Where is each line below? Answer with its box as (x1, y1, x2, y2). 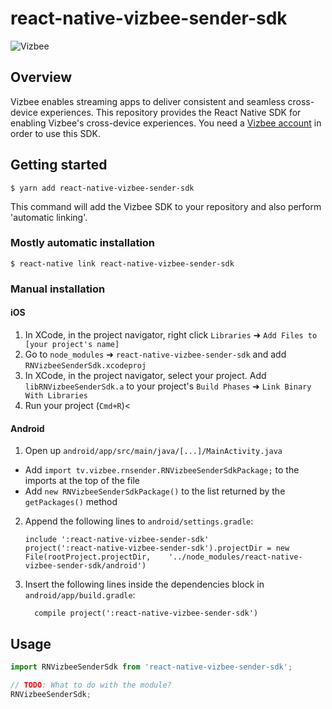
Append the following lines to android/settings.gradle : (24, 515, 254, 527)
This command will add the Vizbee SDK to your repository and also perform (10, 200, 322, 212)
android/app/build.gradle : (24, 589, 136, 601)
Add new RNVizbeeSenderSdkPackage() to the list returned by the (24, 485, 286, 497)
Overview (10, 69, 73, 86)
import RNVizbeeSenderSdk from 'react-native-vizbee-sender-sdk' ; (10, 662, 293, 672)
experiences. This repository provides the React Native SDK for (39, 106, 302, 118)
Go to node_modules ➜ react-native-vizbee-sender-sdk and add (24, 348, 287, 360)
